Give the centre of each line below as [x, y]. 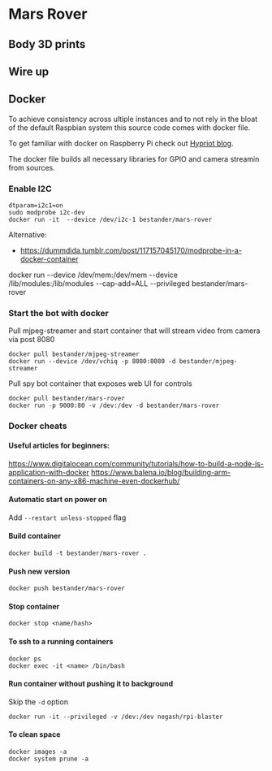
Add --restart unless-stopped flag [67, 518]
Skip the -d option [39, 702]
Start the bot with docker [59, 313]
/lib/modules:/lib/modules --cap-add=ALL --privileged [99, 284]
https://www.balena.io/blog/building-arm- [161, 472]
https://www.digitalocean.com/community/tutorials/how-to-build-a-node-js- [136, 463]
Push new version [39, 571]
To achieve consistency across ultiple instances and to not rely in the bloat [133, 119]
